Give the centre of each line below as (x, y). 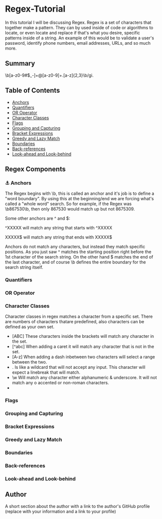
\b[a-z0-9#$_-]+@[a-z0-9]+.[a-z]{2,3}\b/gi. (49, 75)
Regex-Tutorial (35, 9)
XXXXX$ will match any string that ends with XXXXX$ (59, 237)
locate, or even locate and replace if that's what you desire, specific (73, 33)
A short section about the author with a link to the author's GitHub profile (77, 506)
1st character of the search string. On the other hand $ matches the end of (79, 257)
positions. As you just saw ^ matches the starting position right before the (78, 252)
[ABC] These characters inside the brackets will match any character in (83, 336)
